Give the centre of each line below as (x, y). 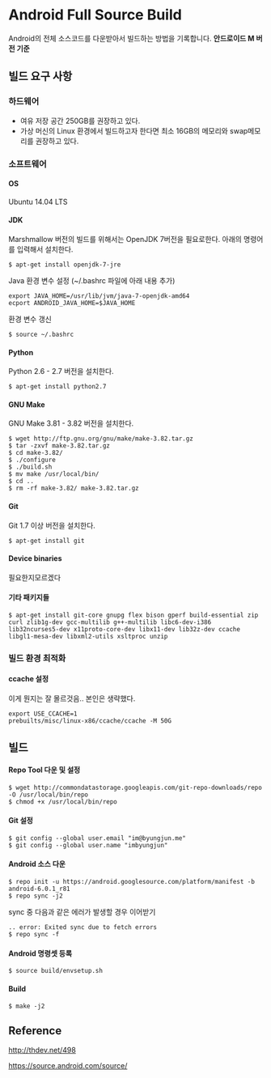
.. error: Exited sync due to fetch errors (83, 927)
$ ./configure (32, 460)
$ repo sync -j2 (36, 896)
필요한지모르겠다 (35, 577)
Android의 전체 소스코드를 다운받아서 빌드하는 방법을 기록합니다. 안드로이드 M (131, 38)
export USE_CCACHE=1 (43, 714)
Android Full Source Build (95, 15)
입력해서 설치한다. (45, 249)
